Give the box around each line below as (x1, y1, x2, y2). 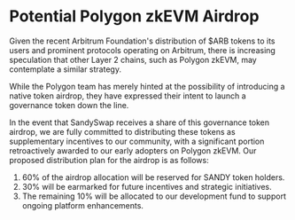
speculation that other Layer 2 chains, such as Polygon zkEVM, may (9, 54, 257, 65)
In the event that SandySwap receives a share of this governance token (9, 117, 270, 128)
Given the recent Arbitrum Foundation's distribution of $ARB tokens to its (9, 35, 276, 46)
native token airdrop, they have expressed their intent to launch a (9, 90, 246, 101)
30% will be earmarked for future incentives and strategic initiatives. (21, 181, 272, 192)
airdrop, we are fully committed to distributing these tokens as (9, 126, 237, 137)
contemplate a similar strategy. (9, 64, 122, 75)
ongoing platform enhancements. (21, 200, 144, 210)
